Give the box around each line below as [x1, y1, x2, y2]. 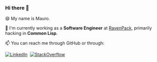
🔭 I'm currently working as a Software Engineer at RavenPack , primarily [5, 25, 152, 31]
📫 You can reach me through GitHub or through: [5, 40, 105, 46]
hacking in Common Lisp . [5, 31, 58, 36]
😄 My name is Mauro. [5, 16, 51, 22]
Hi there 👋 [5, 4, 30, 11]
